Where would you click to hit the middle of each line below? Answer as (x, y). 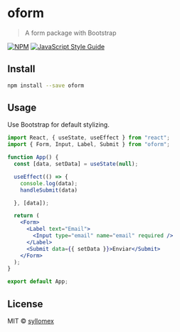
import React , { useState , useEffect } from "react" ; (89, 138)
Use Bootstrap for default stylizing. (59, 125)
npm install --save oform (46, 85)
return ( (27, 216)
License (25, 304)
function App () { (33, 157)
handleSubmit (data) (49, 190)
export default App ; (38, 282)
